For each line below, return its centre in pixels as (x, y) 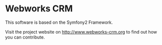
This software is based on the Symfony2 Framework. (59, 22)
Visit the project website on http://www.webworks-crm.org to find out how (81, 32)
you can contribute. (25, 37)
